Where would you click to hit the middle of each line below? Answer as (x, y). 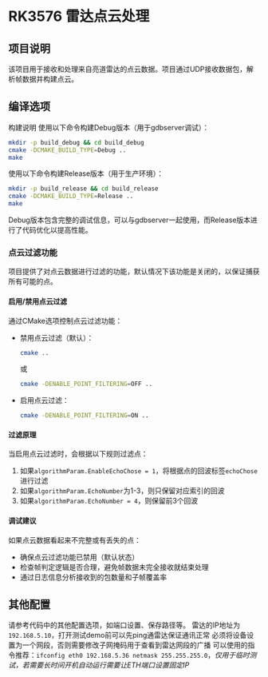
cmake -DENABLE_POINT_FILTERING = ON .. (84, 416)
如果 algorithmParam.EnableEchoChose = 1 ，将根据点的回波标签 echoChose (138, 471)
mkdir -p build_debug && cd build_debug (77, 142)
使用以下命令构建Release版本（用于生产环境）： (86, 173)
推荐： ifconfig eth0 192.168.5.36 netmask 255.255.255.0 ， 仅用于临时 (132, 655)
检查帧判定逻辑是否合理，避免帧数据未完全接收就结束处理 (114, 567)
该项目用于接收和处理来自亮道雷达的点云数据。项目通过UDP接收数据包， (128, 69)
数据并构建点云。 (50, 79)
